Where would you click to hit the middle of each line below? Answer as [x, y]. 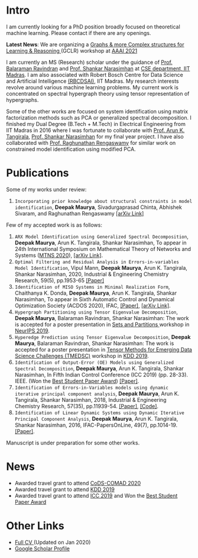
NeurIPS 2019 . [32, 330]
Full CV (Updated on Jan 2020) [53, 542]
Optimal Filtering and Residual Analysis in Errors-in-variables [97, 262]
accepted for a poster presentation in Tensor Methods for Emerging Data [103, 349]
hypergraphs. [22, 100]
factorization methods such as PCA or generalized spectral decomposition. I [99, 117]
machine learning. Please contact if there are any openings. [79, 33]
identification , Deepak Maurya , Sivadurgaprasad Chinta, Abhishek [98, 207]
